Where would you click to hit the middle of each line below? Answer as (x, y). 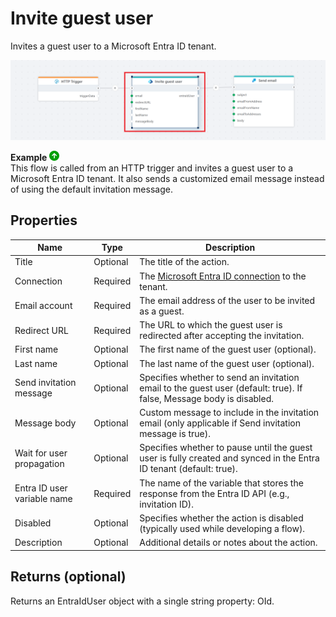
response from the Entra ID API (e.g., (214, 493)
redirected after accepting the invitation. (222, 336)
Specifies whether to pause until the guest (226, 448)
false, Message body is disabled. (206, 398)
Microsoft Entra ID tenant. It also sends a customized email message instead (167, 178)
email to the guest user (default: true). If (221, 388)
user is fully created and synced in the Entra (229, 458)
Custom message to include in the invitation (229, 413)
